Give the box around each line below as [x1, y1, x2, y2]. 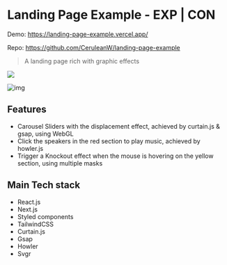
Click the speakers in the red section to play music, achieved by [17, 136, 201, 145]
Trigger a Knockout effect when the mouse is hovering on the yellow [17, 152, 214, 160]
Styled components [17, 212, 74, 220]
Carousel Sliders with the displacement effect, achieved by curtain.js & [17, 122, 221, 130]
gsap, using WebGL [17, 129, 75, 138]
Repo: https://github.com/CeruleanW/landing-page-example [7, 43, 181, 51]
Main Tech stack [7, 179, 81, 191]
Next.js [17, 205, 38, 214]
